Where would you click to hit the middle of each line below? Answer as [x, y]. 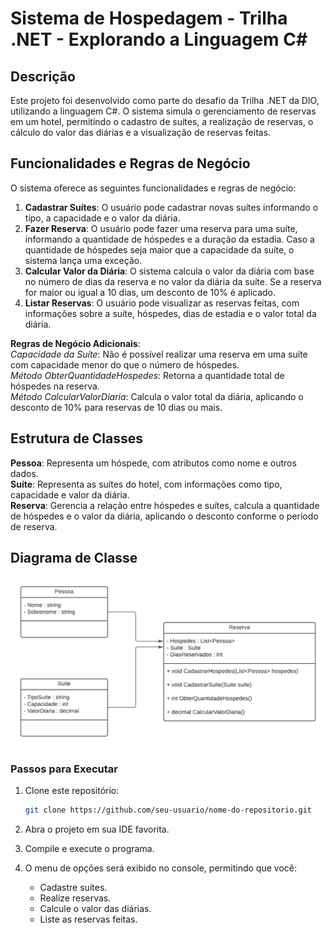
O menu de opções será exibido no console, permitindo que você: [160, 868]
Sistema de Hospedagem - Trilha [149, 18]
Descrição [43, 76]
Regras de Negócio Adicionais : [75, 343]
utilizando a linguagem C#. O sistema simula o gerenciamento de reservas [163, 111]
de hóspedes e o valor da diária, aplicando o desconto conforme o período [164, 516]
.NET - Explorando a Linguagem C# [159, 39]
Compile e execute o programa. [89, 848]
